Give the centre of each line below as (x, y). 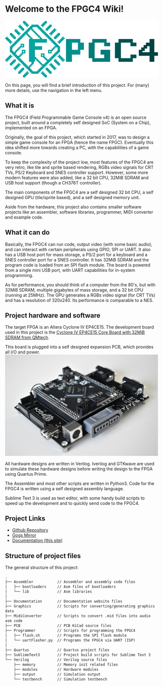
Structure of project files (43, 556)
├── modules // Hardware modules (56, 670)
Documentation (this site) (37, 540)
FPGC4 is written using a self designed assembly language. (65, 488)
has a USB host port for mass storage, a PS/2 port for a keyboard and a (76, 255)
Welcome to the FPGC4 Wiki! (65, 9)
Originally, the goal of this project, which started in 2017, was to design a (77, 137)
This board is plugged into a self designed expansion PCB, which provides (79, 347)
